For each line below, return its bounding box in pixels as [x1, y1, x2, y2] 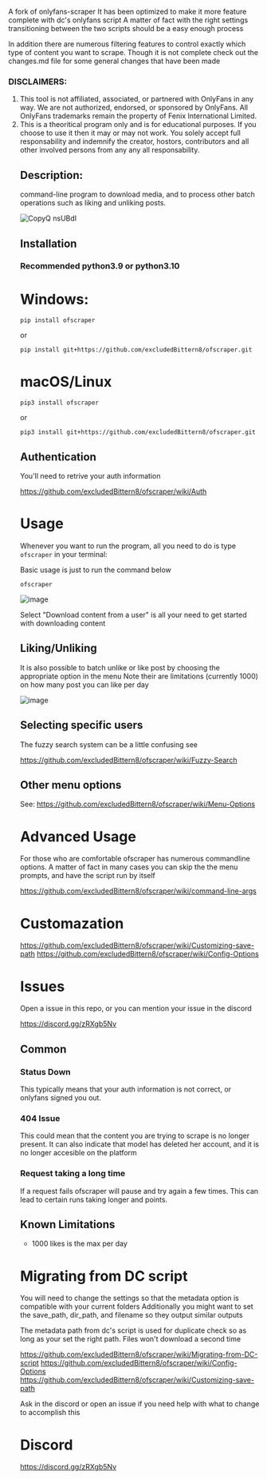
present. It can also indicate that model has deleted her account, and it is [19, 1139, 259, 1149]
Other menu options [19, 778, 122, 792]
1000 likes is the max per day [31, 1238, 128, 1249]
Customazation [19, 914, 124, 932]
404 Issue [19, 1112, 61, 1123]
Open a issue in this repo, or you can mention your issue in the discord [19, 1004, 253, 1013]
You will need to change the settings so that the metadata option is [19, 1294, 239, 1303]
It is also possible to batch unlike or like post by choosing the [19, 662, 221, 672]
